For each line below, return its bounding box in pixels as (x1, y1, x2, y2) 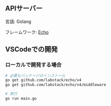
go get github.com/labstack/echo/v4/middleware (5, 82, 106, 87)
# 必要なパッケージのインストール (5, 73, 66, 78)
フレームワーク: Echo (5, 29, 49, 35)
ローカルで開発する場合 (5, 61, 61, 68)
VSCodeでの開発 (5, 45, 58, 53)
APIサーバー (5, 4, 42, 13)
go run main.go (5, 96, 37, 101)
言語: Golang (5, 18, 31, 24)
